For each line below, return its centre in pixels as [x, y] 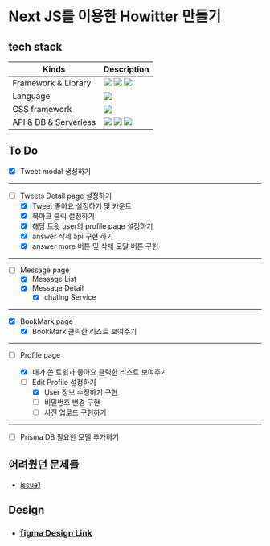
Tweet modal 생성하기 [55, 171]
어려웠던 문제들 [44, 465]
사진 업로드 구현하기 [75, 412]
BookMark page [47, 321]
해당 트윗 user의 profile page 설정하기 [92, 226]
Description [127, 69]
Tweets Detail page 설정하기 [66, 196]
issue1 [30, 485]
